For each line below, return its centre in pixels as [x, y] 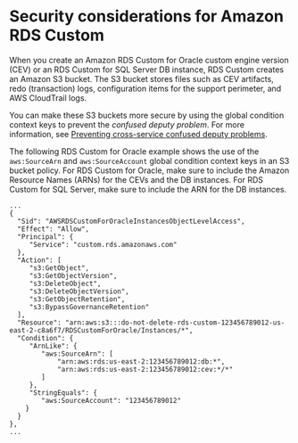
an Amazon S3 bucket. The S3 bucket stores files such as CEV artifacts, [141, 78]
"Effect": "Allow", [54, 229]
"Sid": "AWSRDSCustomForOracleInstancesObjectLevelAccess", [131, 221]
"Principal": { [46, 237]
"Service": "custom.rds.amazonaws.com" [103, 244]
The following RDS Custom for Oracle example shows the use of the [134, 151]
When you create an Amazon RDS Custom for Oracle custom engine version [149, 60]
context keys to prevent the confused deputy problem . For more [127, 124]
